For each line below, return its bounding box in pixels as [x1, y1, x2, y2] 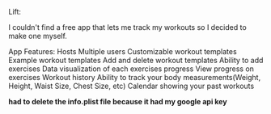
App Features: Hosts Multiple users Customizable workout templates [8, 47, 237, 56]
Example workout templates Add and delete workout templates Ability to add [8, 56, 264, 65]
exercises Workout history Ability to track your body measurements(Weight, [8, 73, 261, 82]
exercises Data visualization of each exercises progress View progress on [8, 64, 255, 74]
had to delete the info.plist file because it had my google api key [8, 97, 228, 106]
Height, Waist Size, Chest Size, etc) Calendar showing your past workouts [8, 81, 255, 91]
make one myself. [8, 32, 67, 40]
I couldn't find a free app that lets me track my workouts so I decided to [8, 23, 247, 32]
